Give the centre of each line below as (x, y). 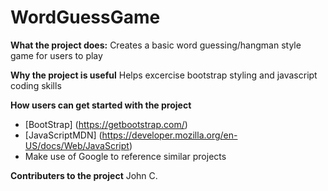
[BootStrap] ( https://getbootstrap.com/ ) (106, 124)
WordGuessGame (85, 17)
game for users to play (56, 55)
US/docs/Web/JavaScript (77, 145)
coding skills (36, 85)
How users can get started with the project (101, 105)
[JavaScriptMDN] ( (63, 135)
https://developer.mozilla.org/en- (169, 135)
